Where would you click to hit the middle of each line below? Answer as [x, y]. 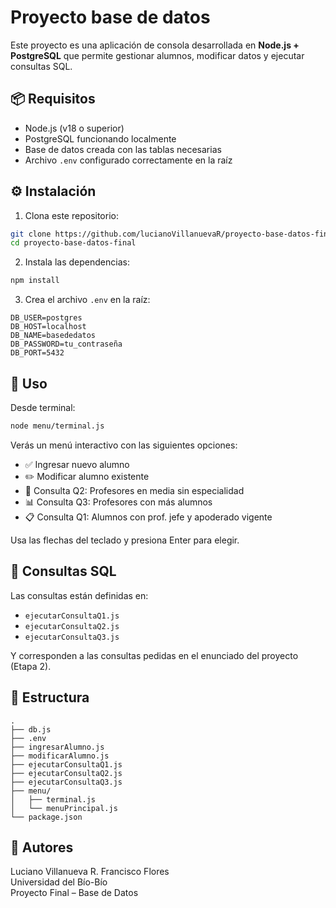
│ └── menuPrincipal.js [64, 808]
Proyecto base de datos [110, 17]
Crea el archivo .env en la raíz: [87, 300]
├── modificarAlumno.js [60, 756]
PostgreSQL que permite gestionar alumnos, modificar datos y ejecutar [157, 55]
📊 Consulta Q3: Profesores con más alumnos [118, 502]
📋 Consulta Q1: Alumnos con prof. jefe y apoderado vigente [148, 517]
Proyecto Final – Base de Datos [74, 893]
